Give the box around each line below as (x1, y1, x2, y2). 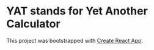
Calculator (6, 17, 61, 31)
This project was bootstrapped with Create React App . (6, 37, 144, 44)
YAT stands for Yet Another (6, 4, 148, 18)
